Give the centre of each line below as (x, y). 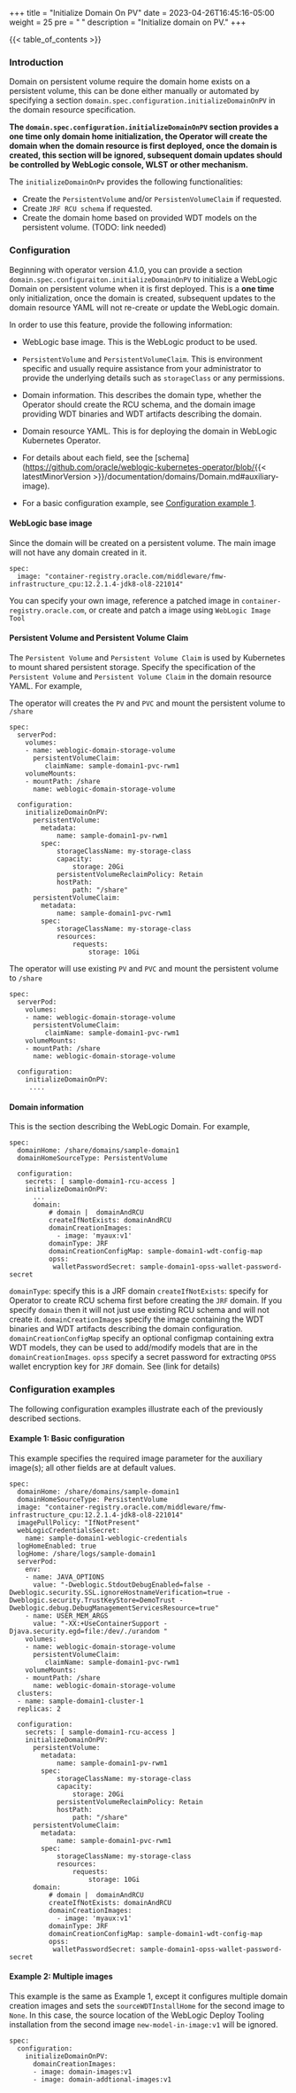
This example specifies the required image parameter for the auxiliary (136, 1458)
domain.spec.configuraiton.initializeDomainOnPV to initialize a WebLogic (144, 279)
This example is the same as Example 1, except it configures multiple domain (148, 1996)
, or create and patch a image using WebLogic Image (178, 610)
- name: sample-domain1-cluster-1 (80, 1701)
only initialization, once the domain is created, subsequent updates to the (142, 298)
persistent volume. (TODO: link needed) (94, 227)
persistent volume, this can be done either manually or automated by (134, 91)
